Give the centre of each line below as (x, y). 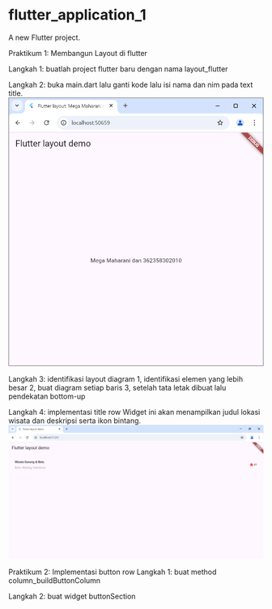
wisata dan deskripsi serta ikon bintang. (75, 421)
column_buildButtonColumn (55, 581)
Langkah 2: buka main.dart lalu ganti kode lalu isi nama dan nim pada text (131, 84)
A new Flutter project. (45, 37)
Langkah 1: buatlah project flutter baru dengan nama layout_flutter (118, 69)
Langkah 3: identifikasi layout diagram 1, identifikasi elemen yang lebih (126, 379)
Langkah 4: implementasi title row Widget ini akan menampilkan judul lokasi (134, 412)
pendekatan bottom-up (47, 396)
